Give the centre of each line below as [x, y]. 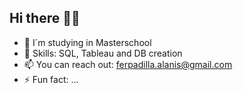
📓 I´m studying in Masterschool [87, 42]
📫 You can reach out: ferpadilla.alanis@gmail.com [128, 64]
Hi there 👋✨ [45, 18]
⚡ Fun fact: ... [51, 79]
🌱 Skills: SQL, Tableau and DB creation [103, 53]
